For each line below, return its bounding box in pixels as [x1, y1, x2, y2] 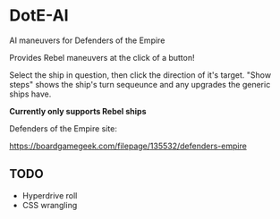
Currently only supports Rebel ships [9, 105, 147, 116]
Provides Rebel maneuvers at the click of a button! [9, 52, 195, 63]
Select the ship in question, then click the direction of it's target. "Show [9, 69, 271, 80]
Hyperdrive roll [21, 190, 78, 201]
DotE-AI [9, 5, 69, 26]
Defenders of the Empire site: [9, 122, 118, 134]
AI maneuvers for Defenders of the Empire [9, 35, 165, 46]
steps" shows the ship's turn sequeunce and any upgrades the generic [9, 79, 271, 89]
